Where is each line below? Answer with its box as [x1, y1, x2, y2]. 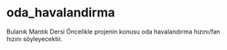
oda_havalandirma [6, 5, 115, 21]
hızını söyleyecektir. [6, 34, 63, 42]
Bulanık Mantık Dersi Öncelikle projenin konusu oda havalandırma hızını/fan [6, 27, 221, 36]
